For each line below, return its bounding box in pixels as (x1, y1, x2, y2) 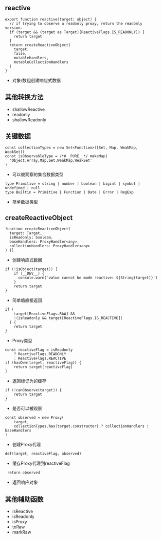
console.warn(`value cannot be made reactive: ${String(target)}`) (18, 276, 158, 280)
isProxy (12, 519, 28, 525)
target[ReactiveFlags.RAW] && (14, 311, 75, 317)
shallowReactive (12, 106, 45, 112)
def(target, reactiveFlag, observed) (5, 452, 82, 456)
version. (5, 25, 23, 30)
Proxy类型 (12, 338, 33, 344)
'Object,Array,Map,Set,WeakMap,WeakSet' (9, 158, 92, 163)
